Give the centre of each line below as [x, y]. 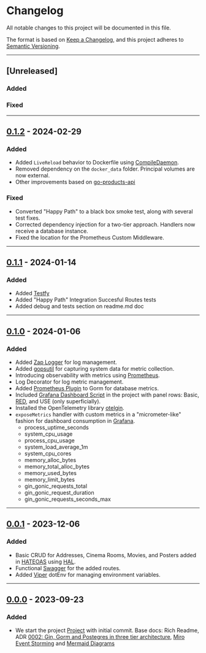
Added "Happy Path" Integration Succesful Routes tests [86, 300]
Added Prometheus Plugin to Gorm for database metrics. [87, 388]
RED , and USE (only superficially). [58, 401]
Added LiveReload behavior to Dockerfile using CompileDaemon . [97, 163]
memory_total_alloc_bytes [57, 466]
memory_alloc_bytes [50, 460]
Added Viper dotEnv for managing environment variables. [88, 574]
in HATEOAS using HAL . [45, 562]
